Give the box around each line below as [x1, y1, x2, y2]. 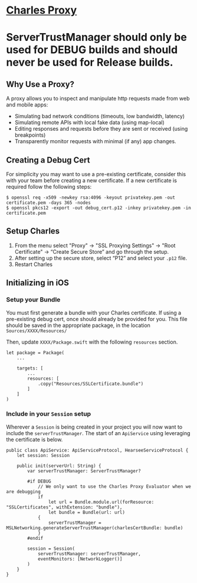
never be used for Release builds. [6, 56, 173, 69]
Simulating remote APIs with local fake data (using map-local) [14, 119, 165, 126]
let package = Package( [6, 349, 65, 355]
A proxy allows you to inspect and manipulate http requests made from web [6, 95, 190, 102]
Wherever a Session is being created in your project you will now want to [6, 423, 183, 430]
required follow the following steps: [6, 183, 92, 190]
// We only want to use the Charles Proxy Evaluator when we [37, 483, 192, 490]
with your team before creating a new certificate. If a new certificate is [6, 177, 177, 184]
